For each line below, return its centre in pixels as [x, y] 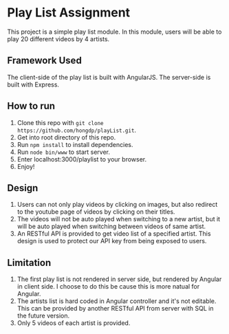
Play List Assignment [69, 13]
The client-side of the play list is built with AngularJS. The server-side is [109, 77]
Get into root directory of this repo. [66, 137]
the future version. [43, 316]
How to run [31, 106]
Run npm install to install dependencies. [75, 144]
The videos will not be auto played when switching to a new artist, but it [119, 219]
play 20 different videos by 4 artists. [58, 38]
